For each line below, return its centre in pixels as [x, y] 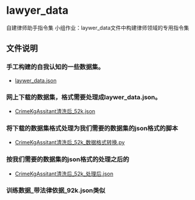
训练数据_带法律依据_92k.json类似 [56, 190]
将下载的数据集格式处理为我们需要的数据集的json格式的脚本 [92, 128]
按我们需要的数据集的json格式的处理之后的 [68, 159]
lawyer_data [37, 10]
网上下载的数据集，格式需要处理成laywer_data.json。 [84, 97]
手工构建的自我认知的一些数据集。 [55, 67]
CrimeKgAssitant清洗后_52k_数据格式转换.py [70, 143]
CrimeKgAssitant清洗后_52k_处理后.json [64, 174]
